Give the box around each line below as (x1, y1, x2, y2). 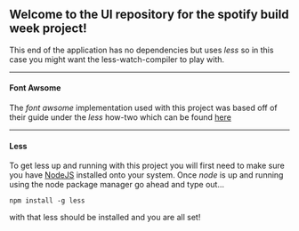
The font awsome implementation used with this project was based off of (9, 102, 278, 114)
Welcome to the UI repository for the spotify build (9, 7, 289, 22)
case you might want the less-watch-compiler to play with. (9, 53, 225, 65)
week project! (9, 21, 87, 36)
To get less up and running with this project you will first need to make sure (9, 160, 285, 171)
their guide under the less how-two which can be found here (9, 112, 231, 123)
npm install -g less (9, 196, 86, 205)
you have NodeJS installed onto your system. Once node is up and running (9, 170, 284, 180)
